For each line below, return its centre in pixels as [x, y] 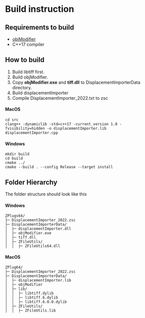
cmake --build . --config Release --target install [59, 167]
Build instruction [40, 9]
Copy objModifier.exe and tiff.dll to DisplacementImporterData [76, 82]
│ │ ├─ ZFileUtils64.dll [33, 246]
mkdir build [17, 154]
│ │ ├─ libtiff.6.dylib [31, 298]
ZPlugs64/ [15, 216]
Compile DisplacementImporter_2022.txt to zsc [60, 98]
